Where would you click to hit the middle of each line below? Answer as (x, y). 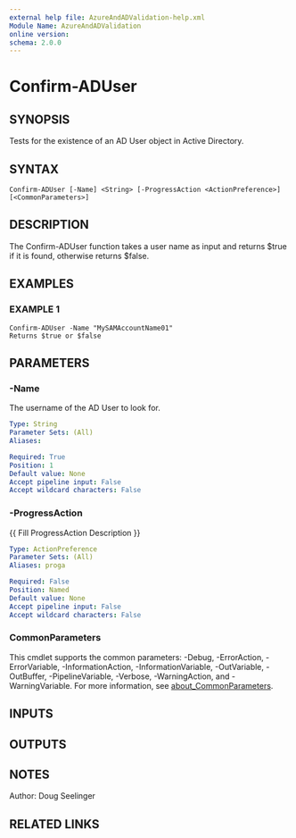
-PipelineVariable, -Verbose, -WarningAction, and (139, 676)
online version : (39, 34)
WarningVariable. (41, 685)
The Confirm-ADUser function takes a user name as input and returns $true (148, 246)
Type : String (33, 424)
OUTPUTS (38, 744)
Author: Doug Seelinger (53, 796)
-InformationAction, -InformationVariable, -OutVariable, (163, 666)
